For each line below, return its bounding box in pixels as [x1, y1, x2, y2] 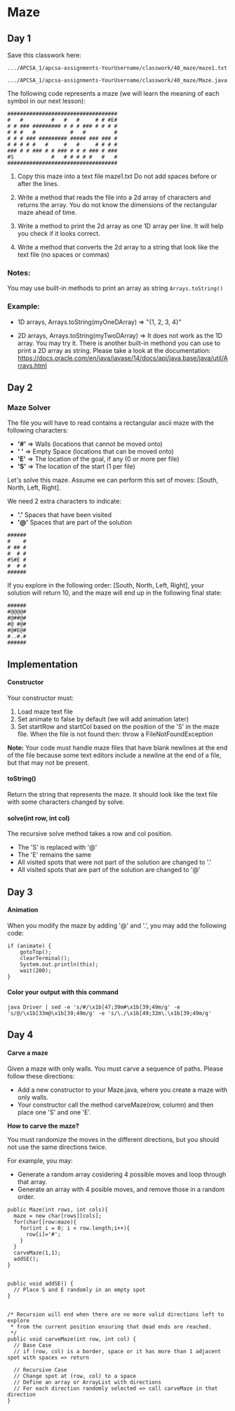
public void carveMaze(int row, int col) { [7, 1336, 137, 1343]
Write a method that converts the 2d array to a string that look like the [17, 243, 219, 251]
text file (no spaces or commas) [17, 251, 110, 259]
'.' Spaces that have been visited [17, 511, 112, 519]
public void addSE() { [7, 1280, 74, 1287]
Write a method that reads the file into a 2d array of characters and [17, 193, 211, 201]
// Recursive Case [13, 1366, 68, 1374]
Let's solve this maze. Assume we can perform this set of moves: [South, [7, 476, 219, 485]
